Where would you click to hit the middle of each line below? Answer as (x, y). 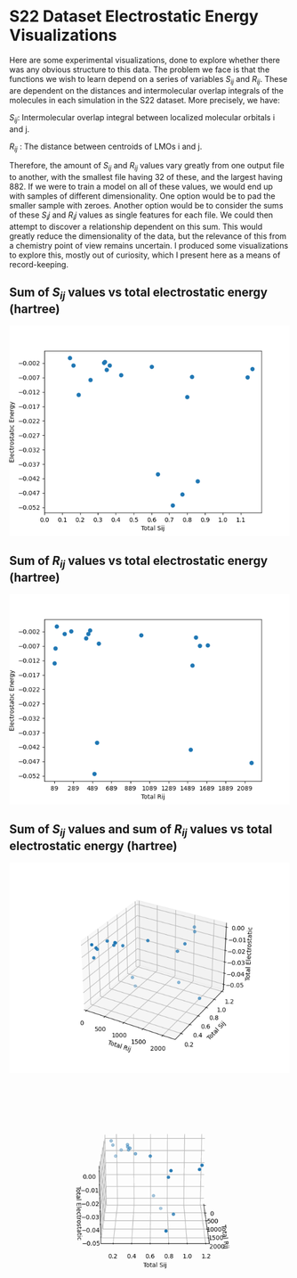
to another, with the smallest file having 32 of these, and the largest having (146, 177)
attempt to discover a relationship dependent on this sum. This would (136, 226)
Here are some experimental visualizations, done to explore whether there (145, 60)
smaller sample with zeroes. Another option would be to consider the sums (146, 206)
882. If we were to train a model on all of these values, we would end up (141, 187)
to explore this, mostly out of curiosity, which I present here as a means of (145, 255)
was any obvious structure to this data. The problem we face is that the (140, 70)
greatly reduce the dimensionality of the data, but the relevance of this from (148, 236)
